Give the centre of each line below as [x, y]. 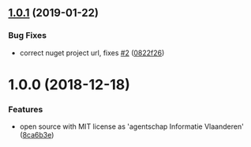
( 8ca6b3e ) [37, 135]
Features [26, 109]
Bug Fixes [28, 36]
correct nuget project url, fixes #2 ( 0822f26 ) [92, 53]
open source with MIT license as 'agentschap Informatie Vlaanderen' [132, 126]
